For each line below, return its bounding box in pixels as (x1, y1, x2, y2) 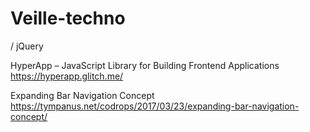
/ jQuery (10, 40, 44, 52)
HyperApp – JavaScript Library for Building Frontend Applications (10, 59, 280, 71)
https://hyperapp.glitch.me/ (10, 70, 124, 82)
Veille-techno (10, 7, 126, 30)
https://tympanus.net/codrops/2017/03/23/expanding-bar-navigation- (10, 100, 300, 112)
